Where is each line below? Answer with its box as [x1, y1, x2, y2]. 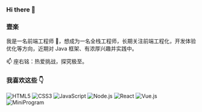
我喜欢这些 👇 [6, 76, 44, 85]
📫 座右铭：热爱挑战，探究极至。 [6, 58, 88, 65]
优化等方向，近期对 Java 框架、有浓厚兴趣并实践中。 [6, 45, 137, 52]
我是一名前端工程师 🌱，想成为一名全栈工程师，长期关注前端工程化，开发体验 [6, 37, 197, 45]
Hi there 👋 [6, 5, 36, 14]
